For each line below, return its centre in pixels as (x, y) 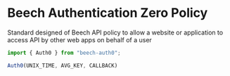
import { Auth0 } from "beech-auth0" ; (64, 53)
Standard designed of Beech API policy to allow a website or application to (115, 32)
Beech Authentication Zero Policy (108, 13)
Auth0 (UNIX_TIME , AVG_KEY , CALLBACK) (63, 65)
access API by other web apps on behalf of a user (80, 39)
